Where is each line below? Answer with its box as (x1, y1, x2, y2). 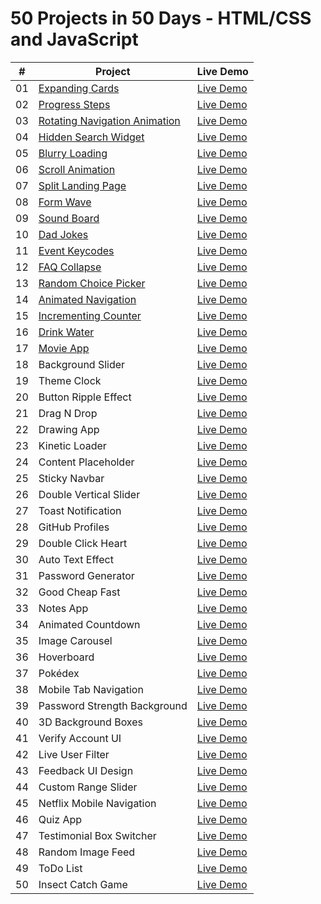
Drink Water (38, 325, 95, 339)
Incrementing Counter (38, 308, 142, 322)
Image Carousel (38, 633, 113, 647)
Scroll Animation (38, 162, 116, 176)
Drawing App (38, 422, 100, 436)
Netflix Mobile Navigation (38, 796, 157, 810)
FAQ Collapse (38, 260, 102, 274)
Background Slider (38, 357, 126, 371)
